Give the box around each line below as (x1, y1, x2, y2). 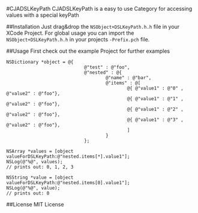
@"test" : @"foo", (83, 64, 130, 70)
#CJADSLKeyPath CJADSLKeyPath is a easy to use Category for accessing (6, 5, 193, 12)
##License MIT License (6, 201, 64, 208)
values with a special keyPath (6, 11, 79, 19)
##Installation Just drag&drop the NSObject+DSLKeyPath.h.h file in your (6, 23, 180, 30)
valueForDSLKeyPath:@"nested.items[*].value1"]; (6, 154, 130, 160)
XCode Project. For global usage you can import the (6, 29, 134, 37)
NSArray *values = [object (6, 148, 74, 154)
